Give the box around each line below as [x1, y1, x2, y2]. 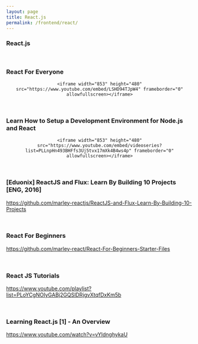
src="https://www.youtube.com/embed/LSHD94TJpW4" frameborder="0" [15, 86, 184, 92]
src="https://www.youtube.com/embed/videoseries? [37, 143, 162, 149]
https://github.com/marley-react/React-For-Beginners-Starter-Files [6, 245, 170, 252]
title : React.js [6, 14, 46, 20]
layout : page [6, 8, 39, 15]
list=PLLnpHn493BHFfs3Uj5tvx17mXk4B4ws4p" [25, 148, 132, 154]
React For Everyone [6, 68, 64, 76]
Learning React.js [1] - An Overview [6, 318, 111, 326]
